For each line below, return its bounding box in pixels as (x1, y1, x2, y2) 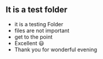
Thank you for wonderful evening (14, 46, 98, 53)
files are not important (14, 27, 70, 34)
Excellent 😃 (14, 39, 45, 46)
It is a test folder (5, 5, 67, 15)
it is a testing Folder (14, 20, 64, 27)
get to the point (14, 33, 53, 41)
